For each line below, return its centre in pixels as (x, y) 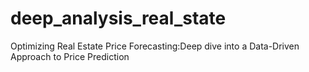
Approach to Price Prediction (70, 56)
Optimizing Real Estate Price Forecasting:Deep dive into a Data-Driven (155, 46)
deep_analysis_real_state (118, 18)
